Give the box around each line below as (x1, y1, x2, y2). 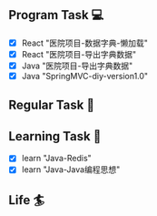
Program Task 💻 (8, 7, 104, 23)
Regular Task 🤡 (8, 98, 95, 113)
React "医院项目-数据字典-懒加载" (21, 37, 149, 48)
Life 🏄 (8, 192, 45, 208)
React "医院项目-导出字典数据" (21, 48, 137, 59)
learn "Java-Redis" (21, 153, 92, 164)
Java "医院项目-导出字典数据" (21, 60, 133, 71)
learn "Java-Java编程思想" (21, 164, 121, 175)
